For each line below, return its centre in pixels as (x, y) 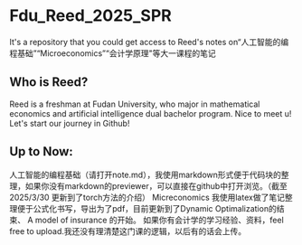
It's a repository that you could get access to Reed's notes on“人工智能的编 (149, 42)
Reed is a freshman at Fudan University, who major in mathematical (135, 104)
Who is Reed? (49, 82)
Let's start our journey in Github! (70, 123)
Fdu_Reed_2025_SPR (90, 16)
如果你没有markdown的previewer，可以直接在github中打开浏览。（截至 (156, 185)
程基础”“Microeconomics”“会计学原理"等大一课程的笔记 (113, 53)
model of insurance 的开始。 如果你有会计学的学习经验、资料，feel (160, 220)
